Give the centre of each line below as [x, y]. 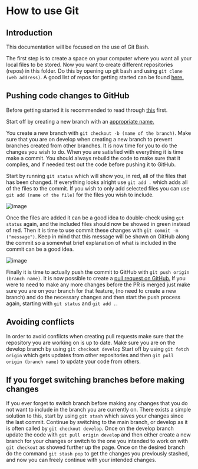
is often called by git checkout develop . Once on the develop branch [90, 428]
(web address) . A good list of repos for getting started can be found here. [95, 77]
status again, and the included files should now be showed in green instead [98, 224]
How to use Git [43, 11]
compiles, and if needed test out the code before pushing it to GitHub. [91, 164]
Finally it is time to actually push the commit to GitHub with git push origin [98, 272]
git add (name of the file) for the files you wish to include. [80, 195]
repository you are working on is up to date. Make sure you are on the [91, 342]
